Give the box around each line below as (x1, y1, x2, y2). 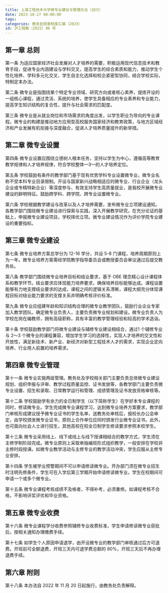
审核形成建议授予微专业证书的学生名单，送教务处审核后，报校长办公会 (9, 410, 154, 416)
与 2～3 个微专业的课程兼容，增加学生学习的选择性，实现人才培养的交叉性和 (5, 332, 162, 338)
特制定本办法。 (5, 78, 36, 84)
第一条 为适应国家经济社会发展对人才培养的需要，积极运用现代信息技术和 (5, 59, 155, 65)
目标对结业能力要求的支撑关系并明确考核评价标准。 (9, 292, 115, 298)
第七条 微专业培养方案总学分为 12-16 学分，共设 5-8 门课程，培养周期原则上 (5, 250, 161, 256)
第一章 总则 (5, 45, 40, 54)
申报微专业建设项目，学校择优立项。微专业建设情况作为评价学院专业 (18, 213, 158, 220)
